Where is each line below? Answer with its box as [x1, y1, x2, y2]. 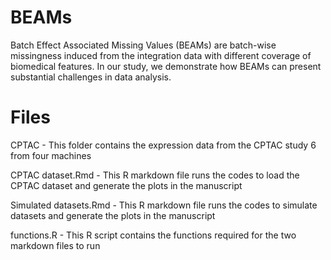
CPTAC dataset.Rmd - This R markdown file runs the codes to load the [10, 169, 300, 181]
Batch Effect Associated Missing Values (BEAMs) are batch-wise [10, 39, 277, 51]
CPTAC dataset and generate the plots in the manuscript [10, 179, 243, 191]
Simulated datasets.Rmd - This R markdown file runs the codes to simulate [10, 199, 318, 211]
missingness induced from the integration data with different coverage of [10, 49, 312, 61]
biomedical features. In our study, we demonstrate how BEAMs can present [10, 60, 322, 72]
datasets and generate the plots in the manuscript [10, 209, 216, 221]
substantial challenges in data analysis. [10, 71, 172, 83]
